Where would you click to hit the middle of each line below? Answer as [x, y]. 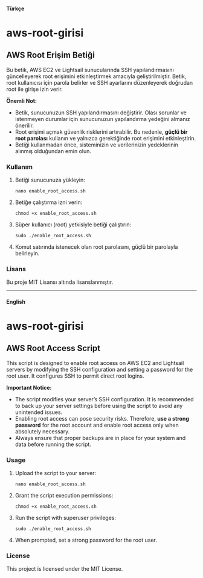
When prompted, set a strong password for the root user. [86, 540]
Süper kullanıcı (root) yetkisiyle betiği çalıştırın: [73, 225]
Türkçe [15, 8]
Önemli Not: [22, 100]
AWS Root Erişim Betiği [50, 55]
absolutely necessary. [42, 431]
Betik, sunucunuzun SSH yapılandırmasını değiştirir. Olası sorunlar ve [101, 113]
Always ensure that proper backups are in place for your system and [100, 438]
